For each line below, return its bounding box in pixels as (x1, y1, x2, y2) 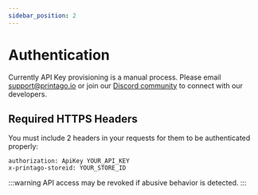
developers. (8, 89, 48, 99)
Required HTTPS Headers (8, 112, 138, 126)
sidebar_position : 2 (8, 11, 77, 20)
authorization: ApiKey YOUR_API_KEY (8, 157, 130, 166)
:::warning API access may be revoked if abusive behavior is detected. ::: (8, 178, 247, 188)
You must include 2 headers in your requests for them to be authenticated (8, 133, 251, 143)
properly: (8, 142, 38, 151)
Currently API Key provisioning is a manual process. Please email (8, 72, 221, 82)
